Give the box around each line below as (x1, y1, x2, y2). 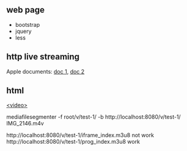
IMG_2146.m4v (6, 120, 44, 127)
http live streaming (6, 52, 80, 62)
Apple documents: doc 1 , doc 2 (6, 68, 85, 75)
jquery (15, 27, 32, 35)
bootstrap (15, 21, 40, 28)
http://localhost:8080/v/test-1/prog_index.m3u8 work (6, 138, 141, 146)
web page (6, 5, 45, 15)
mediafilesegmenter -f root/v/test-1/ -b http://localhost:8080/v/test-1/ (6, 113, 182, 121)
